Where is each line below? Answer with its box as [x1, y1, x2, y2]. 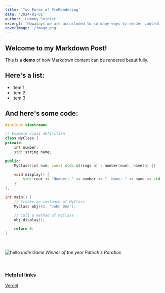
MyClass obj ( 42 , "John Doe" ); [14, 204, 77, 209]
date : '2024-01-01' [5, 12, 45, 17]
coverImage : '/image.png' [5, 26, 58, 31]
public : [5, 159, 21, 164]
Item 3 [12, 95, 26, 101]
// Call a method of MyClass [14, 213, 74, 218]
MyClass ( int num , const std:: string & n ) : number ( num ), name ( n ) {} [14, 163, 156, 168]
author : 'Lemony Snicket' [5, 16, 58, 21]
